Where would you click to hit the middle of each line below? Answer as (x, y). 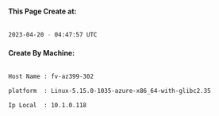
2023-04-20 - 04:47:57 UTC (53, 35)
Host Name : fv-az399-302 (51, 77)
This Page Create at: (42, 11)
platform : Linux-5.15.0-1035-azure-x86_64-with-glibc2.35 (110, 91)
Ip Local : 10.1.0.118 (48, 106)
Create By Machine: (42, 52)
